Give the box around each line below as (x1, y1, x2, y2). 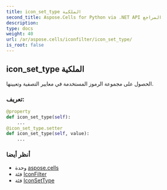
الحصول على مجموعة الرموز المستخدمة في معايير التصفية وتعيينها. (6, 80, 154, 87)
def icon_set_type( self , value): (6, 131, 90, 137)
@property (6, 108, 31, 114)
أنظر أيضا (6, 151, 31, 159)
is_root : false (6, 42, 44, 48)
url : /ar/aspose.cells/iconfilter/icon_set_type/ (6, 36, 133, 42)
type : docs (6, 25, 34, 32)
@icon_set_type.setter (6, 125, 63, 131)
